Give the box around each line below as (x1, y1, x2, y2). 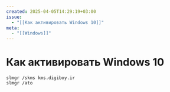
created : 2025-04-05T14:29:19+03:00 (6, 8, 96, 15)
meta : (6, 25, 19, 31)
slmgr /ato (6, 80, 33, 86)
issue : (6, 14, 22, 20)
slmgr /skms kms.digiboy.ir (6, 75, 76, 81)
